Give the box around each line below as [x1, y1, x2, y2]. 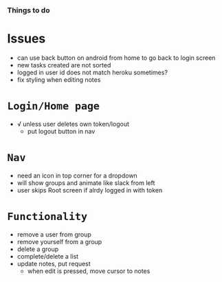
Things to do [7, 6, 50, 15]
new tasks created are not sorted [16, 61, 111, 69]
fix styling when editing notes [16, 75, 101, 84]
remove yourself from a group [16, 237, 102, 246]
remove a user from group [16, 230, 91, 239]
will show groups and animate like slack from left [16, 178, 155, 187]
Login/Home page [7, 100, 100, 113]
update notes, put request [16, 259, 91, 268]
